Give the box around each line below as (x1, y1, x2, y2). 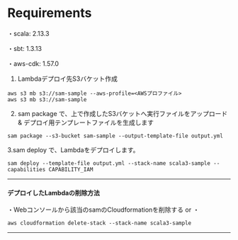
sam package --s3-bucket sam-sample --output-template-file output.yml (7, 132, 223, 139)
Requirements (7, 5, 92, 21)
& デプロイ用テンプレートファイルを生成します (17, 118, 154, 127)
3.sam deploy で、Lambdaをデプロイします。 (7, 145, 140, 154)
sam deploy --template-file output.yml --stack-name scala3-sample (7, 159, 211, 167)
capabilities (7, 166, 46, 173)
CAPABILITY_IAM (48, 166, 93, 173)
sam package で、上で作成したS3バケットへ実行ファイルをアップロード (17, 109, 228, 118)
